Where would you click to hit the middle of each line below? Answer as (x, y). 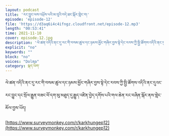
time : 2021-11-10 (23, 33)
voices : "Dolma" (22, 61)
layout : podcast (22, 10)
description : (19, 43)
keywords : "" (19, 52)
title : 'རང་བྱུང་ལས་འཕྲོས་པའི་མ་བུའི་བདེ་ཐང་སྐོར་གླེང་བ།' (47, 15)
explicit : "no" (21, 47)
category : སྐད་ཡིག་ (22, 66)
